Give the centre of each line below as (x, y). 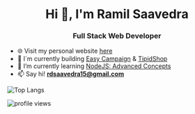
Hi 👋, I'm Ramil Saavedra (117, 14)
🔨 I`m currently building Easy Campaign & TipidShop (92, 59)
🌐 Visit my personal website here (65, 51)
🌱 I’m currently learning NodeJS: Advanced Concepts (94, 66)
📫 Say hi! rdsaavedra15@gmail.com (70, 74)
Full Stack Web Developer (117, 36)
